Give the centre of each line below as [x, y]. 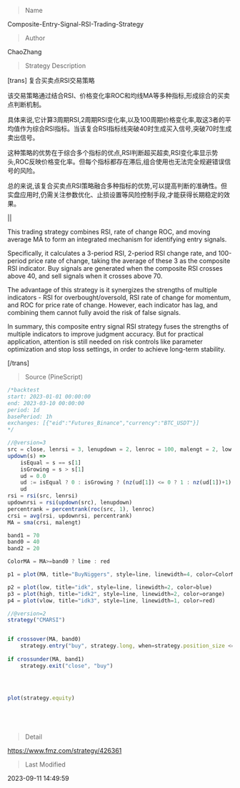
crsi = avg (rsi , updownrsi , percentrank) [70, 516]
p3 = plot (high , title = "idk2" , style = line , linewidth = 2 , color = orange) [116, 594]
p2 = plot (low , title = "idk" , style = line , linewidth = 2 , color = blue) [110, 587]
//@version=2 [27, 614]
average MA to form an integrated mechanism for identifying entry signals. [117, 239]
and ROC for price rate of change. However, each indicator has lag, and [112, 305]
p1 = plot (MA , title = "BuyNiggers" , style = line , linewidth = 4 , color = [111, 574]
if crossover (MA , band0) [44, 639]
